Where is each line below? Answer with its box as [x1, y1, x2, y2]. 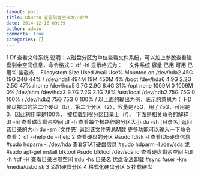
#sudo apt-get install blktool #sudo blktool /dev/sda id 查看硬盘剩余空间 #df [6, 148, 193, 155]
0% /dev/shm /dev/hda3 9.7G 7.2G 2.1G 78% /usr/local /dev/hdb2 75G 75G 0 [6, 88, 196, 96]
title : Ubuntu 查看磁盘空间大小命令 [6, 14, 89, 20]
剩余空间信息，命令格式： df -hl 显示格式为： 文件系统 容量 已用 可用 [11, 61, 187, 68]
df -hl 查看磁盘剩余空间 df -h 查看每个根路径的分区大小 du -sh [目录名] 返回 [6, 118, 192, 125]
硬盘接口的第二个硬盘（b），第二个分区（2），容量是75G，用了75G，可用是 [6, 103, 191, 110]
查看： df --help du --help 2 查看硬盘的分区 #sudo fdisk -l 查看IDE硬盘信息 [6, 133, 191, 140]
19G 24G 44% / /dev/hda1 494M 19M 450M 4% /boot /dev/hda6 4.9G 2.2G [6, 76, 192, 83]
